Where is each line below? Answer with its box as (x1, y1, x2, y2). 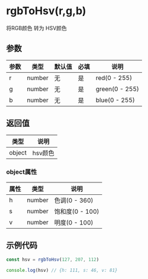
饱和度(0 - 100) (54, 207, 99, 216)
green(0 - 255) (95, 85, 139, 93)
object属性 (6, 168, 37, 176)
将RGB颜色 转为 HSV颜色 (6, 24, 67, 31)
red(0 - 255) (95, 73, 132, 82)
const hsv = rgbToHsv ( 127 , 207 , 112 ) (6, 256, 99, 262)
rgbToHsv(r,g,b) (6, 4, 86, 18)
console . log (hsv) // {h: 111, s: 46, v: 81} (6, 267, 118, 273)
